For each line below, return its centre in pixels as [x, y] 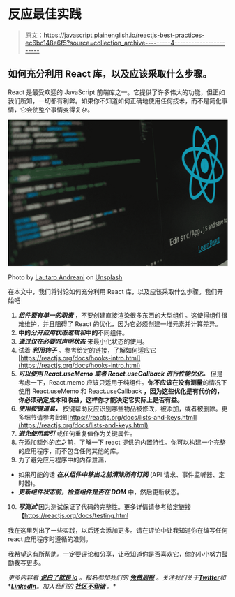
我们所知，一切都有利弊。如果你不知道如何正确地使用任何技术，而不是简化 [115, 101]
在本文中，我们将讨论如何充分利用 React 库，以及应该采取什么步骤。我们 [113, 292]
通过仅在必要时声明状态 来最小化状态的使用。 [83, 341]
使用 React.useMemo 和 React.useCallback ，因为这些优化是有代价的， [120, 391]
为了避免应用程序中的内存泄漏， [64, 460]
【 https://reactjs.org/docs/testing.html [73, 516]
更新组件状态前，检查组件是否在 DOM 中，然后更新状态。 [100, 492]
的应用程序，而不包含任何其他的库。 [70, 451]
